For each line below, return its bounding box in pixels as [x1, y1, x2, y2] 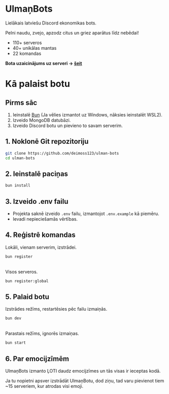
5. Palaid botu [5, 292, 50, 301]
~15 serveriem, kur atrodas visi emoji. [5, 383, 84, 389]
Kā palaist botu [5, 78, 70, 89]
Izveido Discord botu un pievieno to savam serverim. [12, 123, 123, 129]
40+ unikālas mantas [12, 45, 57, 51]
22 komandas [12, 50, 42, 56]
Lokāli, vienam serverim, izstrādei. [5, 244, 77, 250]
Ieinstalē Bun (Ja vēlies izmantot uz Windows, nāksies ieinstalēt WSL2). [12, 111, 162, 117]
